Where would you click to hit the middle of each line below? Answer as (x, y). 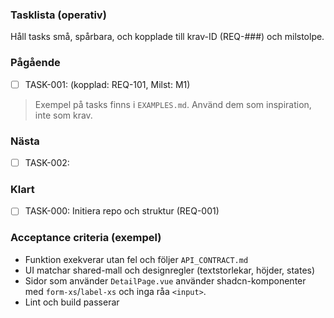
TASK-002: (47, 162)
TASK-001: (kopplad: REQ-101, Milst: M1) (107, 84)
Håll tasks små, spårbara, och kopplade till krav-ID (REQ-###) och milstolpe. (167, 37)
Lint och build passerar (72, 302)
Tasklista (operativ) (58, 15)
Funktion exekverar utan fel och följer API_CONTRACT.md (136, 259)
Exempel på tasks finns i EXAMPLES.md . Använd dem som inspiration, (173, 104)
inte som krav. (63, 115)
